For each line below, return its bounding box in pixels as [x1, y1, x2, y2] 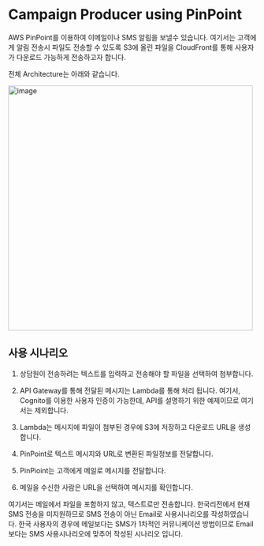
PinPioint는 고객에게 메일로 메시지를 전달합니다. [19, 465, 167, 475]
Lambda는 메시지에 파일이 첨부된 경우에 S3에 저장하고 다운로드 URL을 [19, 422, 236, 431]
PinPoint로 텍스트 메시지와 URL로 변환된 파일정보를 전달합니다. [19, 449, 214, 458]
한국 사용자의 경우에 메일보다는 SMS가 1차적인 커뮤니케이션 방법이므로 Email [18, 519, 254, 529]
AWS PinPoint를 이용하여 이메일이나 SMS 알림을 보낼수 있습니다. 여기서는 [8, 32, 236, 42]
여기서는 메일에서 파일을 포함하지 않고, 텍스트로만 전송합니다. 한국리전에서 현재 [8, 499, 251, 509]
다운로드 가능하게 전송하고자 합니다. [16, 52, 126, 62]
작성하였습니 [210, 509, 250, 518]
